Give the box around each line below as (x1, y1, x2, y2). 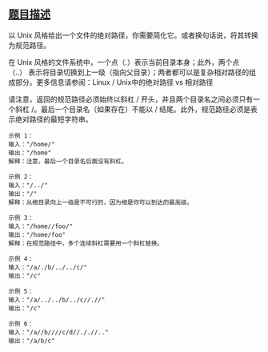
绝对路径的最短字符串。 (14, 114, 93, 124)
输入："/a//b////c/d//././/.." (8, 328, 110, 336)
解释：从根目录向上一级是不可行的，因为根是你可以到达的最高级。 (8, 198, 194, 206)
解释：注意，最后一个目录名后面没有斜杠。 (8, 157, 128, 166)
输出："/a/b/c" (8, 337, 55, 345)
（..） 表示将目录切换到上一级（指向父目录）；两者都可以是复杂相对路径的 (8, 67, 250, 77)
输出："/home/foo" (8, 230, 66, 238)
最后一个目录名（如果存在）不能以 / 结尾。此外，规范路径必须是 (40, 104, 250, 114)
